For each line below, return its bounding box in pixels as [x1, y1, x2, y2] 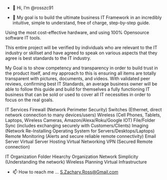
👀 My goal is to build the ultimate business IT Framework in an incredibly [12, 15, 162, 20]
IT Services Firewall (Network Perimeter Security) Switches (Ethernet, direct [5, 107, 162, 112]
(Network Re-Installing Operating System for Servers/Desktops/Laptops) [5, 128, 155, 134]
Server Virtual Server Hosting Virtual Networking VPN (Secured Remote [5, 138, 153, 144]
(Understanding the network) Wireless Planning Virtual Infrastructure [5, 159, 147, 165]
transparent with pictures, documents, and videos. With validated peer [5, 76, 150, 81]
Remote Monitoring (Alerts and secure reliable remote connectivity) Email [5, 133, 156, 139]
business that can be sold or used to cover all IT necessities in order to [5, 92, 151, 97]
